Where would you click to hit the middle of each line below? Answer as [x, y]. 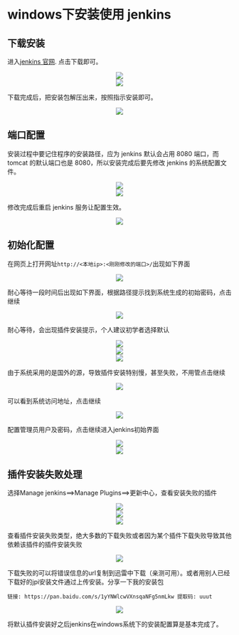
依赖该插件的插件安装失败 [45, 544]
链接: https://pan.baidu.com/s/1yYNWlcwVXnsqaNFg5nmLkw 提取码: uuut [110, 597]
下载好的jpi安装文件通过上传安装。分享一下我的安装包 [86, 582]
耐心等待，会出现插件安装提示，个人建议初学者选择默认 [88, 329]
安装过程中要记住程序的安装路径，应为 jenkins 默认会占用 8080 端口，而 [113, 153]
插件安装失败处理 [45, 475]
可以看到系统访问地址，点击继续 [54, 401]
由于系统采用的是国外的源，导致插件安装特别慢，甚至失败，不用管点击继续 [116, 372]
